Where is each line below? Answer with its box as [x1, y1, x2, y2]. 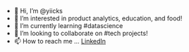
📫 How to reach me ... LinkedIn [13, 37, 106, 45]
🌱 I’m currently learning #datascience [13, 22, 123, 30]
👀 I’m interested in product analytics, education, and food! [13, 14, 183, 22]
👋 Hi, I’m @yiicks [13, 7, 63, 15]
